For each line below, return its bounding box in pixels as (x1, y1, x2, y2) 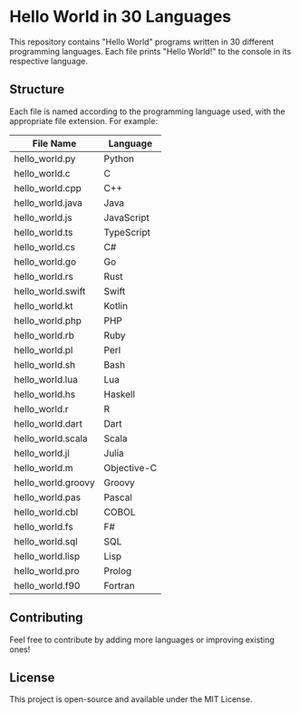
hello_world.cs (14, 240, 75, 253)
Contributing (9, 610, 83, 626)
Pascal (103, 491, 133, 504)
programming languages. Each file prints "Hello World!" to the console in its (9, 45, 292, 56)
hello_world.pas (14, 491, 82, 504)
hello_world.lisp (14, 550, 81, 563)
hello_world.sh (14, 358, 75, 371)
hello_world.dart (14, 417, 83, 429)
